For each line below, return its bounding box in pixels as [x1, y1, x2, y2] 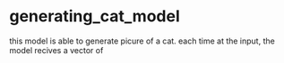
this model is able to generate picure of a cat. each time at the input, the [9, 35, 275, 46]
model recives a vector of [9, 44, 104, 55]
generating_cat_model [9, 6, 181, 27]
